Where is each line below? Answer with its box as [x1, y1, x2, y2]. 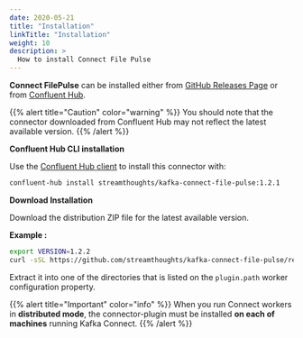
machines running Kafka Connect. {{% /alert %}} [9, 317, 193, 329]
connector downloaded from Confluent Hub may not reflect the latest [9, 116, 267, 127]
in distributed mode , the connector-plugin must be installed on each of [9, 308, 275, 319]
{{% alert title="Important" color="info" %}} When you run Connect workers [9, 298, 292, 309]
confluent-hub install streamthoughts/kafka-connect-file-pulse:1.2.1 [9, 178, 280, 187]
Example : [9, 229, 48, 240]
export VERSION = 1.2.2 [9, 247, 91, 256]
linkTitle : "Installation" [9, 30, 111, 39]
